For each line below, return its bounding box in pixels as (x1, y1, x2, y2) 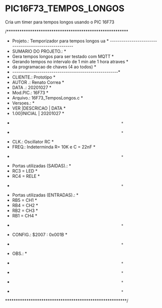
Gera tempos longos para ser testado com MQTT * (12, 53, 114, 59)
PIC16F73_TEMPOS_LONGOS (5, 3, 125, 14)
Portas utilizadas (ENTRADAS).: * (12, 192, 79, 198)
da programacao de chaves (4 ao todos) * (12, 64, 96, 70)
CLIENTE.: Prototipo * (12, 74, 56, 80)
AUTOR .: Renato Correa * (12, 79, 65, 85)
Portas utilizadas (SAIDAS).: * (12, 163, 72, 169)
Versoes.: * (12, 100, 35, 106)
